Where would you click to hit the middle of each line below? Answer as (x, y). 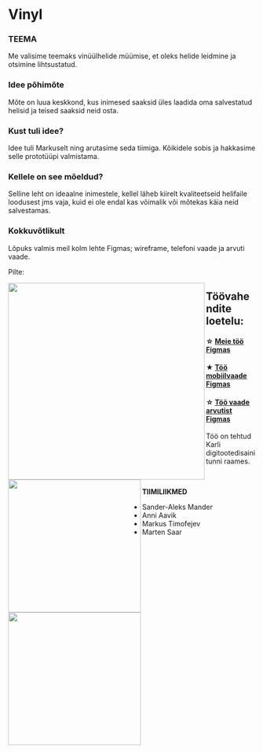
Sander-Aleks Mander (178, 507)
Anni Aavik (159, 515)
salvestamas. (29, 211)
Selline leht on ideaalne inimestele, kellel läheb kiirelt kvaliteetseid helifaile (128, 194)
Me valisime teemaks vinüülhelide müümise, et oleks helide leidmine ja (122, 56)
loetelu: (225, 321)
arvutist (219, 410)
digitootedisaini (231, 453)
